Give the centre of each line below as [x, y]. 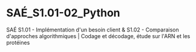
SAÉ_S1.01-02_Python [63, 13]
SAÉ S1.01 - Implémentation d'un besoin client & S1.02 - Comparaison [93, 30]
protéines [18, 42]
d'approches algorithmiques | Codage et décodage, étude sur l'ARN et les [98, 36]
